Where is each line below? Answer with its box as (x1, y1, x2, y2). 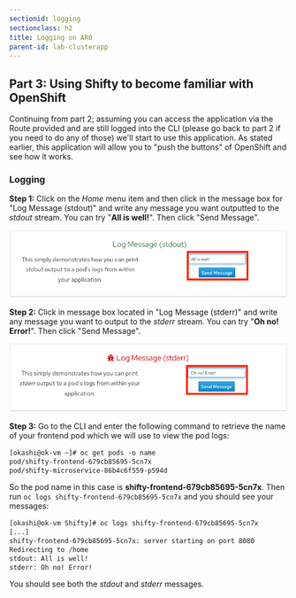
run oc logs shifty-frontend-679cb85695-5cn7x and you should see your (9, 491, 274, 501)
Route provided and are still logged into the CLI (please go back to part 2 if (9, 123, 281, 134)
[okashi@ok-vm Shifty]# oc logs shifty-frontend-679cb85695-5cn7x (9, 518, 259, 527)
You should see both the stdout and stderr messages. (9, 579, 205, 589)
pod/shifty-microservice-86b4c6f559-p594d (9, 466, 168, 475)
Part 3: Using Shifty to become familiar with (9, 76, 254, 91)
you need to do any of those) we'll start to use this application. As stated (9, 133, 273, 144)
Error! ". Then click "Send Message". (9, 326, 141, 337)
